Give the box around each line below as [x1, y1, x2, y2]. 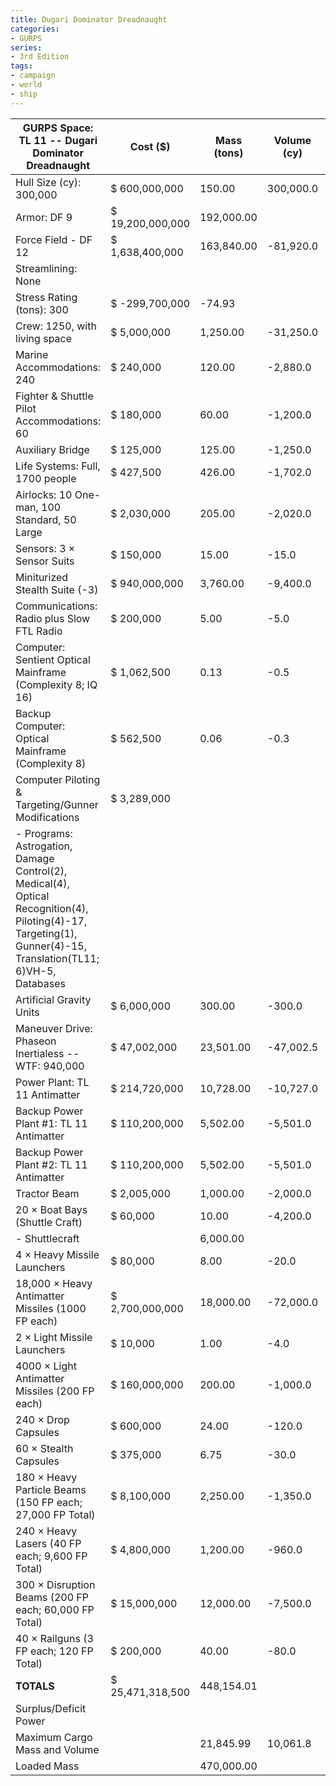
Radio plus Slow [15, 611, 91, 625]
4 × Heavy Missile [15, 1247, 100, 1261]
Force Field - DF [15, 232, 93, 246]
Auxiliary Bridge [15, 442, 90, 456]
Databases [15, 976, 66, 990]
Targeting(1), [15, 926, 78, 940]
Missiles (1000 [15, 1301, 87, 1315]
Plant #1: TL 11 [15, 1116, 88, 1130]
